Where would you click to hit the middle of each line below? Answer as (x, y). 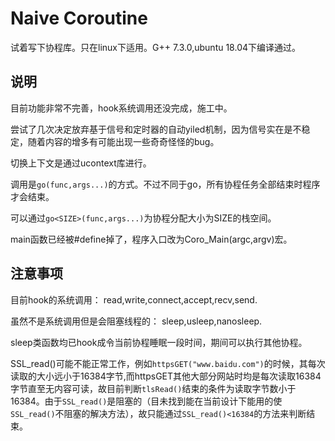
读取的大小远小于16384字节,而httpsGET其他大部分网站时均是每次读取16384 (166, 376)
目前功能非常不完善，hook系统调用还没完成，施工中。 (121, 108)
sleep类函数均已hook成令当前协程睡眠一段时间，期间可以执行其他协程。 (159, 342)
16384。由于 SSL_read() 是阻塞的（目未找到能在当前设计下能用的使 (146, 401)
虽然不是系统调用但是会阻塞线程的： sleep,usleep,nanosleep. (136, 321)
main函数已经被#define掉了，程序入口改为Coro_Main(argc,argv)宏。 (151, 239)
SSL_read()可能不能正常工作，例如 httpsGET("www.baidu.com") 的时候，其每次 (168, 363)
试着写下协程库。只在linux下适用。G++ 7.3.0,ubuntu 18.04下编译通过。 (156, 47)
